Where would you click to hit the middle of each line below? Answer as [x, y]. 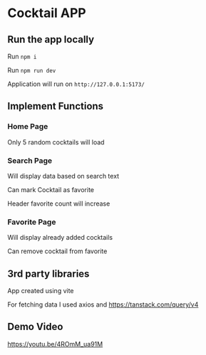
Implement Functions [56, 106]
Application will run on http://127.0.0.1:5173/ [76, 84]
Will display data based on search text [63, 176]
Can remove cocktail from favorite [57, 251]
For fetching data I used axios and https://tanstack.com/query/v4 [103, 304]
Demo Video [35, 327]
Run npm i [22, 56]
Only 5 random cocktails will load [56, 142]
